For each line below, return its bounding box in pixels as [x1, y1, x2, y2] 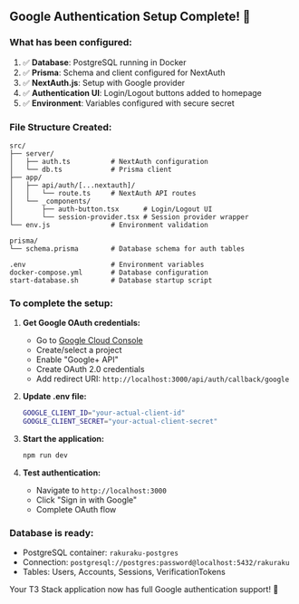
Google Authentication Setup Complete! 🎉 [9, 9, 251, 24]
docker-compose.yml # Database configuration [9, 268, 208, 277]
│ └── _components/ [9, 197, 92, 206]
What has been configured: [9, 36, 133, 49]
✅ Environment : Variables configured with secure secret [22, 97, 236, 109]
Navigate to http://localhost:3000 [35, 484, 168, 495]
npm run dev [22, 451, 68, 460]
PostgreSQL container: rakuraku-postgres [22, 547, 179, 558]
